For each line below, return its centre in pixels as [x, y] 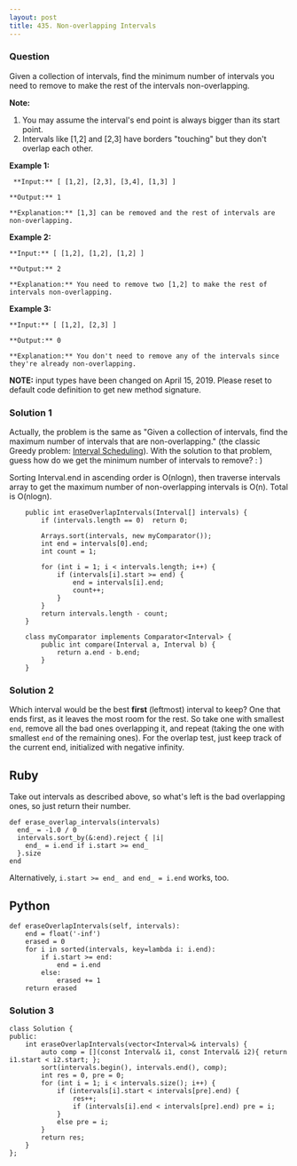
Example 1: [30, 165]
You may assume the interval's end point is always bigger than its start [151, 120]
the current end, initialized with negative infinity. [97, 748]
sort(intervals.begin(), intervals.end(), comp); [134, 1068]
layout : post [33, 17]
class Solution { [41, 1029]
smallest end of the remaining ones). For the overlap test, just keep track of [145, 738]
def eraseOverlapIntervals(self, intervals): [94, 926]
